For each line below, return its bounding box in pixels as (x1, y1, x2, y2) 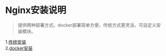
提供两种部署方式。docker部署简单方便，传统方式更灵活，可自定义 (17, 22, 157, 28)
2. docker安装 (5, 45, 33, 51)
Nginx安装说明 (5, 4, 67, 16)
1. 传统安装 (5, 38, 26, 45)
